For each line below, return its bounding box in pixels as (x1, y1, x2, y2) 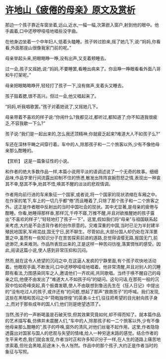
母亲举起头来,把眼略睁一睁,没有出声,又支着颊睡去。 (5, 55, 109, 61)
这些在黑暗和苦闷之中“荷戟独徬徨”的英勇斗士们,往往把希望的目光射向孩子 (5, 295, 154, 301)
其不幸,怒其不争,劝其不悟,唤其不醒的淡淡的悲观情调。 (5, 181, 113, 187)
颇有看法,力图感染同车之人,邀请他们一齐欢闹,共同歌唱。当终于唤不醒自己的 (5, 270, 157, 276)
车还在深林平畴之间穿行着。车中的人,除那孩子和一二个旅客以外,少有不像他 (5, 141, 156, 147)
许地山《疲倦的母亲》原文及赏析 (5, 4, 136, 16)
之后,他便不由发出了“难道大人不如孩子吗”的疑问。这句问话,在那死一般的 (9, 276, 155, 282)
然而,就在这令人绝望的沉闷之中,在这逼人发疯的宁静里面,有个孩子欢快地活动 (5, 257, 157, 263)
